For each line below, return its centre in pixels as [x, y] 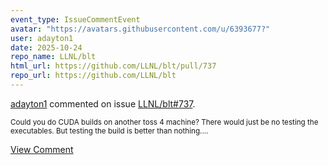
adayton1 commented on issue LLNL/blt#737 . [103, 103]
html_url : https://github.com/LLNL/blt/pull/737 [113, 66]
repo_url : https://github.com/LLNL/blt [93, 76]
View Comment [42, 149]
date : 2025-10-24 [46, 47]
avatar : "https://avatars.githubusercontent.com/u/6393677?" [140, 29]
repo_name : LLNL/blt [53, 57]
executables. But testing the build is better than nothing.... [109, 131]
